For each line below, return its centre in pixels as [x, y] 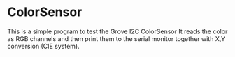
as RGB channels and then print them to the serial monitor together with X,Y [116, 38]
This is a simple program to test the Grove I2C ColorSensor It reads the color [117, 31]
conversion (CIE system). [43, 46]
